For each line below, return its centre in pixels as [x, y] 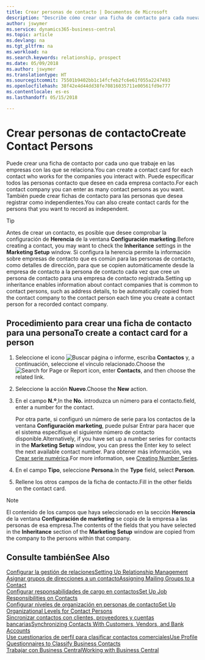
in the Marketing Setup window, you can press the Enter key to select [103, 445]
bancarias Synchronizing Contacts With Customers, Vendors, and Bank [95, 624]
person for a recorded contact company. [57, 304]
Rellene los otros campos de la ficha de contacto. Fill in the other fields [103, 482]
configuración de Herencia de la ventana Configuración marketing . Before [100, 239]
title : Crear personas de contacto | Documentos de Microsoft [87, 12]
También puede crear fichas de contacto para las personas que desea [95, 195]
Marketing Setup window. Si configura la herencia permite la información [99, 252]
